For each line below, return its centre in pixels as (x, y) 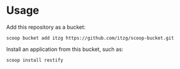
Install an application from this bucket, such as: (65, 49)
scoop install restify (35, 60)
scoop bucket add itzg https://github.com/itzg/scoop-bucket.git (90, 38)
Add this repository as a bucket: (46, 27)
